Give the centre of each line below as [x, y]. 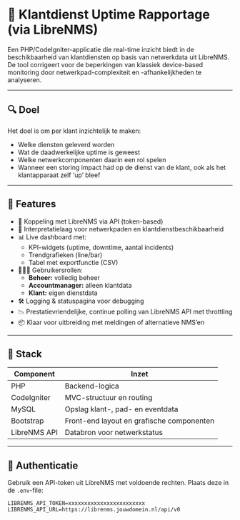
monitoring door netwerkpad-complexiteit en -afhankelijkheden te [105, 72]
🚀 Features [32, 204]
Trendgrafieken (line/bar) [65, 255]
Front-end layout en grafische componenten [140, 421]
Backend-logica [92, 386]
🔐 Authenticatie [43, 465]
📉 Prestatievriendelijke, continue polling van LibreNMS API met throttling [125, 311]
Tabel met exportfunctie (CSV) [73, 262]
